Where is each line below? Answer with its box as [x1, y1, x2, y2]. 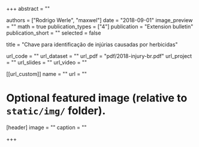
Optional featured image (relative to [6, 91, 188, 105]
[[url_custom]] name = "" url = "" [6, 71, 87, 77]
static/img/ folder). [6, 104, 106, 118]
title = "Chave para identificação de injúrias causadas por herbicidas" [6, 41, 178, 48]
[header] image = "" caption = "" [6, 124, 87, 131]
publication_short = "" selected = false [6, 29, 101, 36]
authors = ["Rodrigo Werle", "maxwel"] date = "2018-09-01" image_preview [6, 17, 193, 23]
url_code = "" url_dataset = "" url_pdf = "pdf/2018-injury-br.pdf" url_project [6, 53, 192, 59]
